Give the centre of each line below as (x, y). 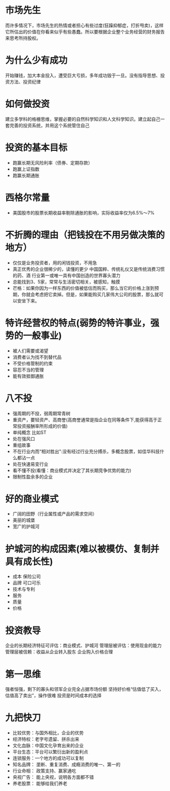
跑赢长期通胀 (26, 175)
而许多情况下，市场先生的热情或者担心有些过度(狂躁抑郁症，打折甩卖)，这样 (84, 25)
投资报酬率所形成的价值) (42, 426)
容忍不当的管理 (28, 370)
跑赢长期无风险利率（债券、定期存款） (52, 163)
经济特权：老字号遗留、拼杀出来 (46, 739)
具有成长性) (29, 561)
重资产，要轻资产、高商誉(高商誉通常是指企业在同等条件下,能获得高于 (85, 420)
